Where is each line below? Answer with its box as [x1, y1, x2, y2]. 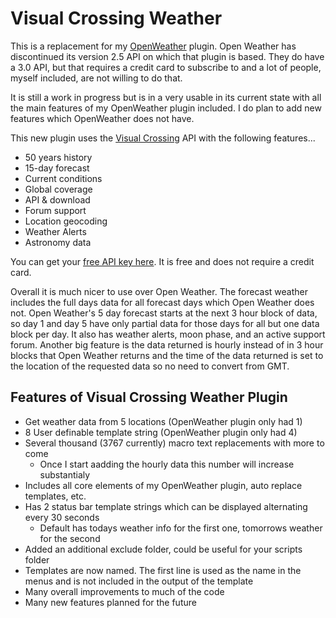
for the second [39, 532, 101, 544]
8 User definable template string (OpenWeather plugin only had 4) [24, 426, 298, 438]
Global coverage [24, 183, 93, 195]
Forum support [24, 204, 87, 216]
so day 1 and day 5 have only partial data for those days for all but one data [10, 317, 320, 329]
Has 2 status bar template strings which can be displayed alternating [24, 500, 308, 512]
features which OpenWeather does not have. [10, 112, 195, 124]
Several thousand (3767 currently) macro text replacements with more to [24, 437, 325, 449]
